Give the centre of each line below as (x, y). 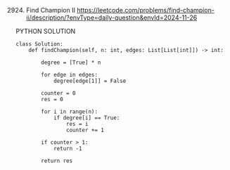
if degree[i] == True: (87, 118)
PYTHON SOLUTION (46, 31)
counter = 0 (59, 93)
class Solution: (39, 44)
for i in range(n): (70, 112)
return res (57, 161)
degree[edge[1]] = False (90, 81)
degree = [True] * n (71, 63)
